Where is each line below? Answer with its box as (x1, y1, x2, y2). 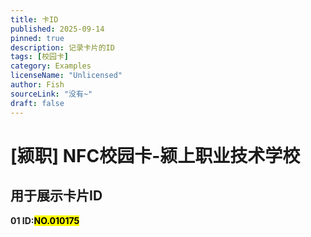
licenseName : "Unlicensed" (10, 71, 123, 81)
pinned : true (10, 33, 65, 43)
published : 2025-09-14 (10, 24, 105, 34)
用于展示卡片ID (10, 187, 103, 205)
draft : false (10, 98, 65, 108)
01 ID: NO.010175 (10, 214, 80, 226)
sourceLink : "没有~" (10, 89, 93, 99)
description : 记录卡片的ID (10, 42, 115, 53)
